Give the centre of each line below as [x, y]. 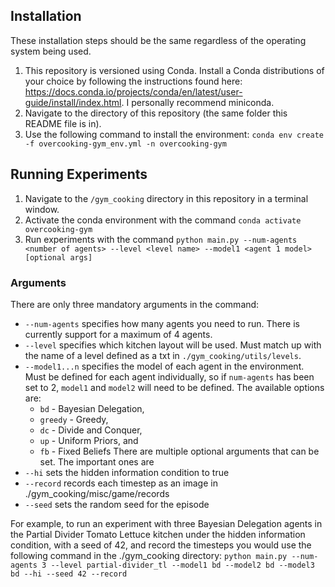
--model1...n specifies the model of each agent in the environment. [164, 366]
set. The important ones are [97, 461]
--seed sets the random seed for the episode [117, 504]
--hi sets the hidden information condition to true [127, 472]
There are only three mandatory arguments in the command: [135, 304]
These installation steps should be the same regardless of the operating [158, 40]
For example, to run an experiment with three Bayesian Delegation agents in [166, 523]
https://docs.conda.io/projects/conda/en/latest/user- [133, 91]
